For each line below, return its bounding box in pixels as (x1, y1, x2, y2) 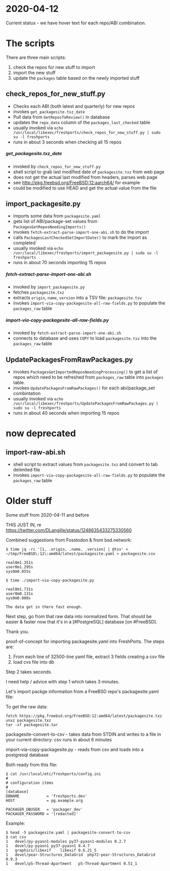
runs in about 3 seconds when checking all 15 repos (13, 139, 122, 145)
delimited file (13, 467, 40, 473)
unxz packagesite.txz (6, 718, 52, 723)
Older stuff (6, 495, 53, 507)
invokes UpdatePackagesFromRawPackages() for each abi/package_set (13, 385, 155, 391)
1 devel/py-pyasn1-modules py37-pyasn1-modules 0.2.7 (6, 839, 126, 844)
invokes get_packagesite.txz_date (13, 108, 85, 115)
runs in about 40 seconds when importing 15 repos (13, 410, 119, 416)
